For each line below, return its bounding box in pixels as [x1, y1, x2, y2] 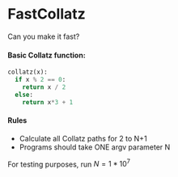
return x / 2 [22, 82, 66, 91]
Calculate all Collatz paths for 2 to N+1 [19, 133, 147, 143]
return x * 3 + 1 [22, 98, 74, 106]
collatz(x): [7, 68, 48, 77]
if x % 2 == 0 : [15, 76, 66, 84]
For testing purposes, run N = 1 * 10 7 [7, 158, 131, 169]
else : [15, 91, 34, 99]
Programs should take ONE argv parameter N [19, 142, 171, 152]
